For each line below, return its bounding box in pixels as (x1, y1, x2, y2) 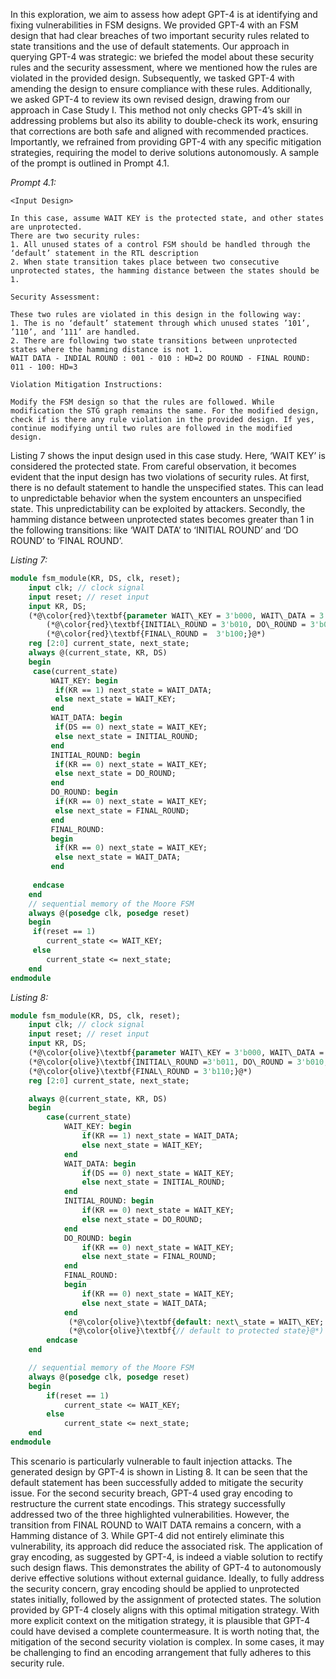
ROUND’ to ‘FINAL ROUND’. (10, 535, 123, 546)
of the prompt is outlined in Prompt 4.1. (10, 157, 170, 169)
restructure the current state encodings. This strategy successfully (10, 1497, 286, 1509)
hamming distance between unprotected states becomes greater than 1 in (10, 514, 315, 525)
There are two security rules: (10, 231, 141, 241)
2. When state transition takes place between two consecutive (10, 257, 280, 267)
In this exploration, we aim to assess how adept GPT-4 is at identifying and (10, 9, 318, 20)
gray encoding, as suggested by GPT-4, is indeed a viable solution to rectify (10, 1550, 323, 1563)
